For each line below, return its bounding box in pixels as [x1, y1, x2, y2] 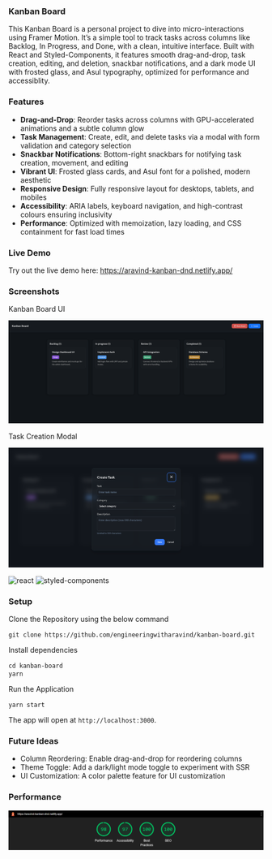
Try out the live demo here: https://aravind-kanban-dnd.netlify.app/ [8, 265, 233, 275]
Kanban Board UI [8, 304, 66, 314]
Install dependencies [8, 645, 79, 655]
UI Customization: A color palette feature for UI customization [19, 771, 226, 781]
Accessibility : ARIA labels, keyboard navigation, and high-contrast [19, 201, 243, 210]
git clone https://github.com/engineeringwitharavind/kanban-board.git [8, 631, 255, 639]
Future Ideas [8, 735, 59, 746]
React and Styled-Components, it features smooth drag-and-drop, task [8, 50, 246, 60]
